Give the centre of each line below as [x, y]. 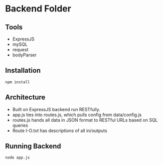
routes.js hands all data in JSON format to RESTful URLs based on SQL [85, 120]
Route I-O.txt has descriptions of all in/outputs [60, 131]
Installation [23, 71]
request [20, 50]
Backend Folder [38, 9]
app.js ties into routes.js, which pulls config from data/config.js [77, 115]
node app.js [17, 158]
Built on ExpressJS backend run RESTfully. [56, 109]
